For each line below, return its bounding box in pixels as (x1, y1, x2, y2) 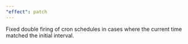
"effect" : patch (6, 8, 47, 15)
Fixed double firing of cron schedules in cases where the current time (6, 25, 182, 33)
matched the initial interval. (6, 31, 74, 39)
